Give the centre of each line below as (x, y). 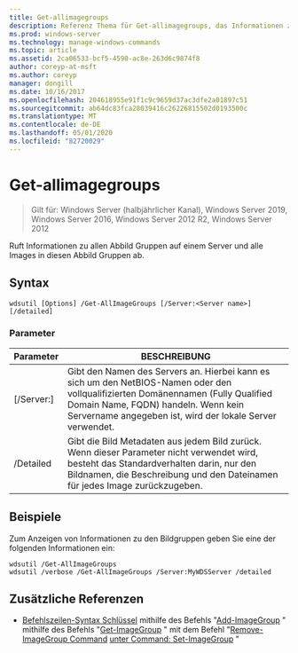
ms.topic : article (43, 51)
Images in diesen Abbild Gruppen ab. (77, 255)
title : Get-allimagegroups (59, 17)
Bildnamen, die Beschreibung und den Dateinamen (173, 474)
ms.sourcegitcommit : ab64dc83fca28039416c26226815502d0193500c (129, 108)
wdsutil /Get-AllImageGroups (63, 564)
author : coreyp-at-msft (53, 67)
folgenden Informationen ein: (62, 547)
